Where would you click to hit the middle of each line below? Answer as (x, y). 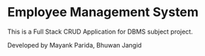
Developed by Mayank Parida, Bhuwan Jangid (74, 45)
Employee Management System (103, 12)
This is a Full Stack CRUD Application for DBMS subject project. (100, 31)
